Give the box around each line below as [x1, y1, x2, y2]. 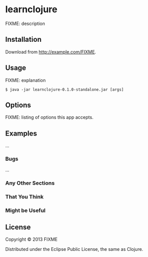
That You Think [5, 193, 44, 200]
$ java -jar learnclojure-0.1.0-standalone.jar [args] [5, 87, 124, 92]
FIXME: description [5, 20, 45, 27]
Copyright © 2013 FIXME [5, 236, 57, 243]
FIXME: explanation [5, 77, 46, 83]
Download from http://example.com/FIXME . [5, 48, 97, 55]
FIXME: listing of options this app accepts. [5, 114, 94, 120]
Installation [5, 35, 42, 44]
